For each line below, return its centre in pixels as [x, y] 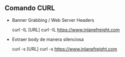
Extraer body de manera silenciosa [48, 39]
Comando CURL [30, 8]
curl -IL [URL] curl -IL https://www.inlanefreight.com [66, 30]
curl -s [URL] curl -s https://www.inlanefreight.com [64, 49]
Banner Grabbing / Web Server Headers [53, 20]
